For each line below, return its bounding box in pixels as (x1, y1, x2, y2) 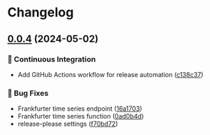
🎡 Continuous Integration (7, 54, 96, 64)
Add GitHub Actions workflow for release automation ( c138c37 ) (17, 70, 204, 79)
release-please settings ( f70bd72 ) (17, 119, 118, 129)
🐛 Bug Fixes (7, 88, 48, 98)
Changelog (7, 4, 74, 21)
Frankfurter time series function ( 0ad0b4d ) (17, 112, 145, 121)
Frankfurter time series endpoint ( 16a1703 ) (17, 104, 142, 113)
